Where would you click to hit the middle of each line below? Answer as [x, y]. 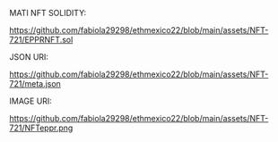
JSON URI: [29, 57]
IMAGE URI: [30, 101]
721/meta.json [35, 84]
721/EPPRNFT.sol [41, 40]
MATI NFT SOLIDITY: [48, 13]
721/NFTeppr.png [41, 128]
